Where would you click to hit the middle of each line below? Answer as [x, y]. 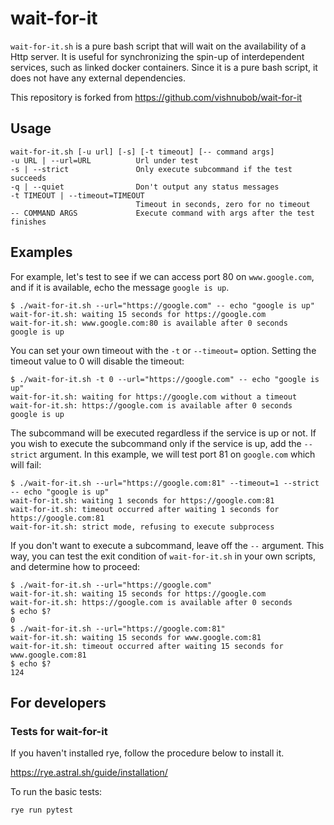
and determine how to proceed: [75, 566]
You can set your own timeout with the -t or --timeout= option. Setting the [163, 350]
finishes [28, 222]
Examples [41, 252]
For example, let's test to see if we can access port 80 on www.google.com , [162, 276]
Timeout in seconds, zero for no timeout [223, 204]
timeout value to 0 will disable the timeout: [97, 361]
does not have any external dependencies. [98, 78]
